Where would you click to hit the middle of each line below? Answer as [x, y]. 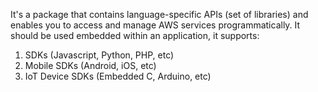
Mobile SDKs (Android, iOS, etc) [90, 65]
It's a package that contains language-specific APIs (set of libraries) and [159, 14]
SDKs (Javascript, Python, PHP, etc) [99, 55]
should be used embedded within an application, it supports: [135, 35]
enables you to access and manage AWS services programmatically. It [155, 25]
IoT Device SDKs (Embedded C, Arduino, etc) [118, 76]
